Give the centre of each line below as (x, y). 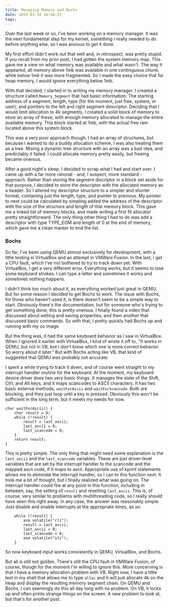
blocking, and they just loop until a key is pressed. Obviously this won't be (82, 394)
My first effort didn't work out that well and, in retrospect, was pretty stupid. (84, 54)
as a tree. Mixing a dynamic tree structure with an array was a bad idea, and (84, 149)
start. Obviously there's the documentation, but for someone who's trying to (84, 305)
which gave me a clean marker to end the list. (52, 228)
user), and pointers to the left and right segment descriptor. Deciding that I (82, 107)
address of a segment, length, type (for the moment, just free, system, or (81, 101)
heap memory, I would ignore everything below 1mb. (60, 81)
